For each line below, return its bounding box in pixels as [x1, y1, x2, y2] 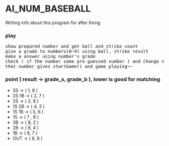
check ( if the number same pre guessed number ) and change [5, 59, 159, 64]
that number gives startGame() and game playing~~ [5, 64, 133, 69]
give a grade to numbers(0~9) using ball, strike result [5, 49, 149, 54]
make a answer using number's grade [5, 54, 96, 59]
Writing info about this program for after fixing [5, 20, 101, 26]
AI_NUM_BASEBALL [5, 3, 91, 15]
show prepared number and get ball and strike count [5, 44, 138, 49]
